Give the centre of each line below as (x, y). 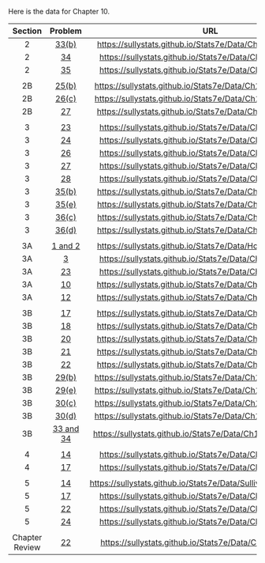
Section (27, 31)
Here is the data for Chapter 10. (59, 11)
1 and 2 (66, 246)
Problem (66, 31)
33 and (66, 429)
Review (27, 547)
